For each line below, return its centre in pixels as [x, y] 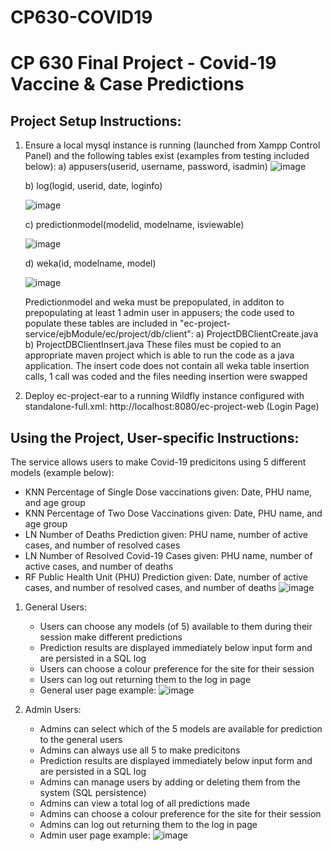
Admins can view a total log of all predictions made [145, 803]
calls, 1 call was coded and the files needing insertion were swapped [166, 377]
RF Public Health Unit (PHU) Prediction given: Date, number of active [166, 577]
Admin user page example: [95, 835]
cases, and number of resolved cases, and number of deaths [150, 587]
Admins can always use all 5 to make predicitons [140, 750]
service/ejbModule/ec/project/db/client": [109, 334]
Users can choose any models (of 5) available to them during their [176, 626]
